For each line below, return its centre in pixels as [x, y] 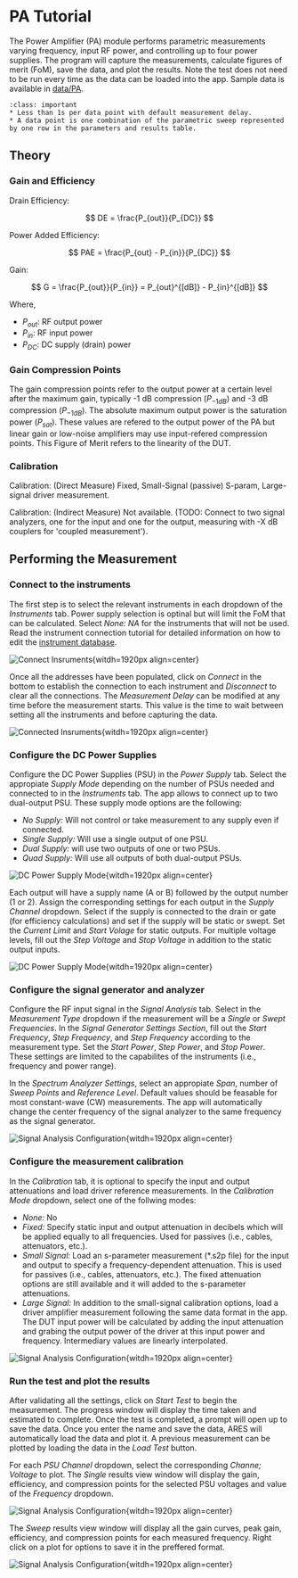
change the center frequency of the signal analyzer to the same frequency [145, 1111]
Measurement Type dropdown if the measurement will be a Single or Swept [148, 1019]
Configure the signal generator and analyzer [107, 989]
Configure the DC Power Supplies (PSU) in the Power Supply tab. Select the [148, 774]
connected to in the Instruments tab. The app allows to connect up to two [144, 793]
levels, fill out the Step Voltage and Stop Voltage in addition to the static [141, 939]
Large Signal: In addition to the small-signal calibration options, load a [150, 1302]
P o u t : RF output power [62, 322]
